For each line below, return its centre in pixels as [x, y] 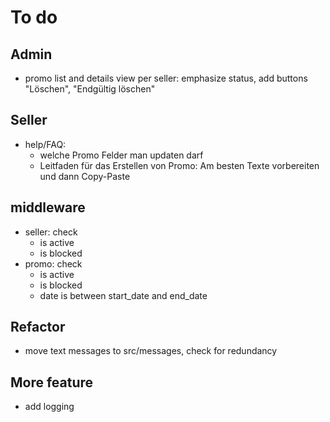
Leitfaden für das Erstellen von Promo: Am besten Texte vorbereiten [179, 165]
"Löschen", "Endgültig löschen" [90, 89]
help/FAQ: [45, 144]
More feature [52, 382]
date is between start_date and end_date [123, 295]
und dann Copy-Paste [85, 176]
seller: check [51, 232]
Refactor [38, 327]
